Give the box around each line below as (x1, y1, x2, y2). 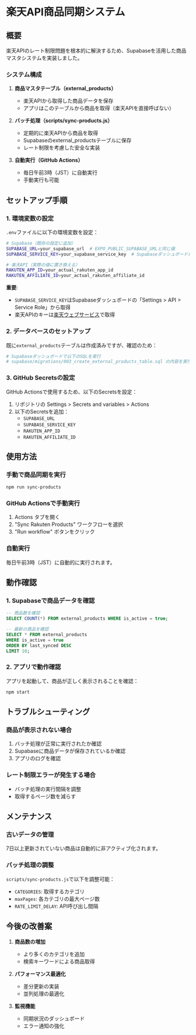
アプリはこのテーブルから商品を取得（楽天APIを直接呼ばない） (23, 105, 175, 112)
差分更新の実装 (23, 982, 60, 990)
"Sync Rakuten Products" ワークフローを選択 (14, 521, 124, 528)
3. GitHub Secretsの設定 (6, 374, 75, 382)
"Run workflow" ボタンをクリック (14, 528, 95, 535)
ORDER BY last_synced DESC (6, 643, 72, 648)
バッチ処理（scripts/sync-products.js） (14, 117, 113, 124)
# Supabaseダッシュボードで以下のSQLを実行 (6, 353, 101, 359)
